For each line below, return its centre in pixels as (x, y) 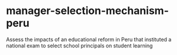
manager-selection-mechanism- (87, 11)
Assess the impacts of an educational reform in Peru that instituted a (89, 39)
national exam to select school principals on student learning (79, 46)
